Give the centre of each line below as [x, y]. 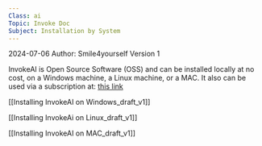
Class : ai [25, 16]
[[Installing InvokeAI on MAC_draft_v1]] [72, 133]
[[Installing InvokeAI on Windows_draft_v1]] [79, 102]
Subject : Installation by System [64, 31]
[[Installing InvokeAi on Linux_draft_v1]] [73, 118]
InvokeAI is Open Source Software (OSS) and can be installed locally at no [131, 69]
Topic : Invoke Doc [39, 23]
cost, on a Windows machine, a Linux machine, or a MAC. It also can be [127, 78]
